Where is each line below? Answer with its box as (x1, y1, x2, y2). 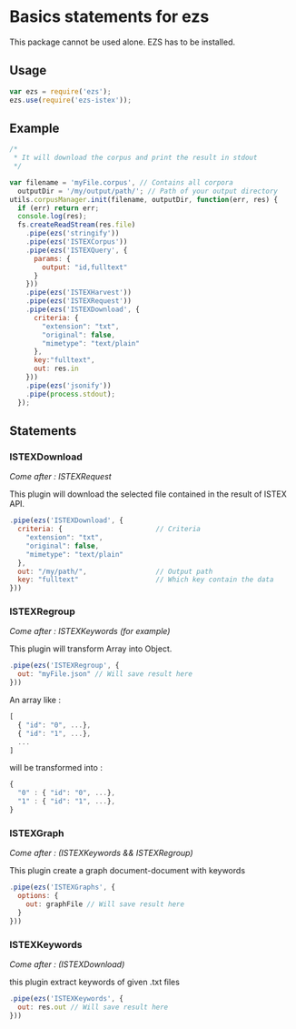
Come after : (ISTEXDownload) (9, 958, 125, 970)
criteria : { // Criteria (17, 525, 202, 534)
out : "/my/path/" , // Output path (17, 567, 213, 576)
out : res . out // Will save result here (17, 1003, 169, 1012)
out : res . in (33, 364, 79, 374)
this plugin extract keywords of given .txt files (9, 976, 180, 987)
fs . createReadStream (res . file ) (17, 220, 136, 229)
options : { (17, 892, 59, 901)
